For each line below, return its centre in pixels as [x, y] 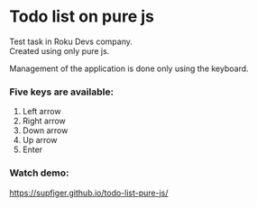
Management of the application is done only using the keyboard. [129, 68]
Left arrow [41, 112]
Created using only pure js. [60, 50]
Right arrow [44, 121]
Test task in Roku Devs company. [71, 41]
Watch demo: [39, 173]
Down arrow [45, 130]
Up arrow [40, 140]
